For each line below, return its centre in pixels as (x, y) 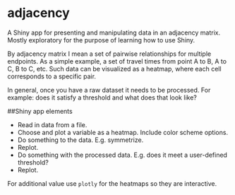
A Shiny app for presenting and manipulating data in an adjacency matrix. (114, 32)
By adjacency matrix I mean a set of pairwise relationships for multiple (109, 54)
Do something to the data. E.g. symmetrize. (80, 140)
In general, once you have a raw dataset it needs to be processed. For (109, 90)
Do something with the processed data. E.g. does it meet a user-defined (122, 155)
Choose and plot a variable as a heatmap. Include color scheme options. (122, 132)
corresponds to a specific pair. (52, 76)
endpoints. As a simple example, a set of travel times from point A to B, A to (117, 61)
